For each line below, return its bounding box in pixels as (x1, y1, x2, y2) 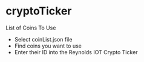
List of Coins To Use (5, 24, 56, 31)
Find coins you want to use (14, 42, 82, 49)
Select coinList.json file (14, 36, 73, 43)
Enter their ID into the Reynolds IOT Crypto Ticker (14, 48, 138, 55)
